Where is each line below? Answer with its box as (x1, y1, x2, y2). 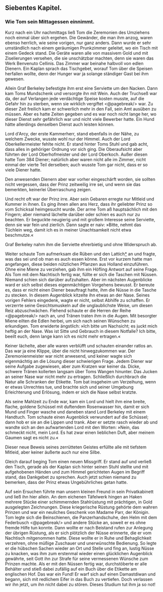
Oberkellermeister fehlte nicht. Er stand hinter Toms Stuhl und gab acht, (5, 141, 148, 147)
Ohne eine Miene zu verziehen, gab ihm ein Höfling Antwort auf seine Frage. (5, 266, 158, 272)
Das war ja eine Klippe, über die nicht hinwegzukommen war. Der (5, 348, 135, 354)
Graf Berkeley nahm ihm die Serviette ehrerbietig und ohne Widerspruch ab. (5, 241, 158, 247)
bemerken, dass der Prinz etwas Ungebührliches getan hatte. (5, 479, 128, 485)
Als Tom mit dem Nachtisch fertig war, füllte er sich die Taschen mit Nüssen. (5, 271, 158, 277)
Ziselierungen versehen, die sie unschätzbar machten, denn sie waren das (5, 55, 154, 61)
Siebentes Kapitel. (5, 4, 62, 12)
